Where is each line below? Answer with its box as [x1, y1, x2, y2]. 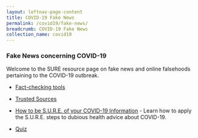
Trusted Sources [15, 95, 57, 103]
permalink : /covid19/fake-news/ [6, 20, 88, 26]
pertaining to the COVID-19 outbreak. [6, 72, 99, 79]
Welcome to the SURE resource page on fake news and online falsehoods [6, 65, 191, 73]
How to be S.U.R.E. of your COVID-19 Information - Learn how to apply [15, 107, 192, 114]
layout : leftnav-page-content [6, 9, 83, 15]
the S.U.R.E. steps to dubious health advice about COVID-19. [15, 114, 167, 121]
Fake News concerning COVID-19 [6, 52, 107, 60]
